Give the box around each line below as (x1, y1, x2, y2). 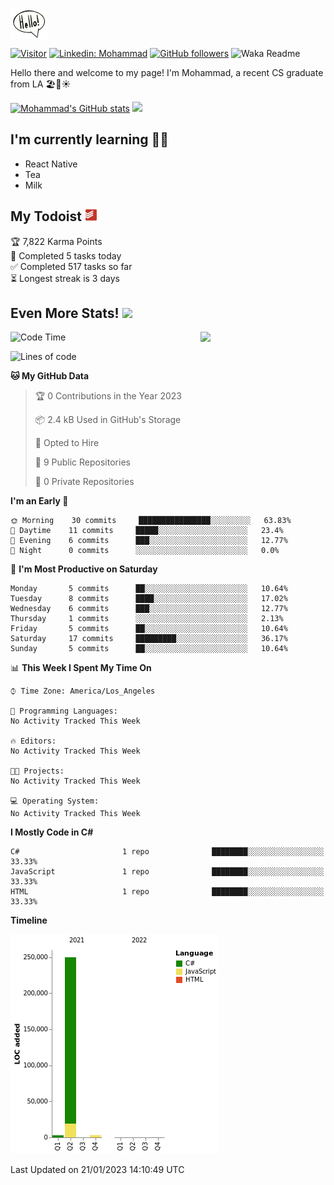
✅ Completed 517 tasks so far (10, 260, 133, 272)
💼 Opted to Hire (34, 437, 100, 449)
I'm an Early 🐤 (10, 495, 69, 507)
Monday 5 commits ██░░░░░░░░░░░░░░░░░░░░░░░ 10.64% (10, 584, 288, 594)
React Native (24, 158, 78, 170)
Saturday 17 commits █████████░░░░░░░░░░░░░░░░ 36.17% (10, 634, 288, 644)
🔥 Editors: (10, 736, 57, 747)
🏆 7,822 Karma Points (10, 235, 103, 247)
